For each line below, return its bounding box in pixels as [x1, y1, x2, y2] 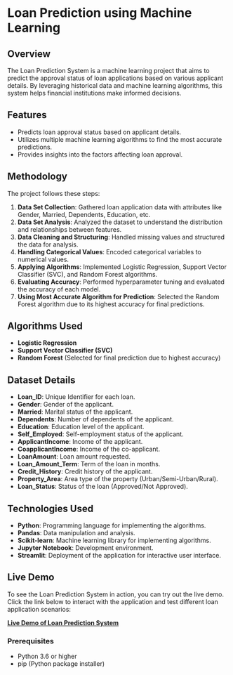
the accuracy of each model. [17, 284, 101, 293]
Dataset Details [7, 374, 76, 386]
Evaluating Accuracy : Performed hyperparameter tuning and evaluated [17, 277, 225, 286]
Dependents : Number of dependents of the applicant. [17, 415, 174, 424]
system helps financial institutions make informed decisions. [7, 89, 182, 97]
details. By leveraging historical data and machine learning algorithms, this [7, 81, 222, 89]
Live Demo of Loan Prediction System [7, 618, 119, 627]
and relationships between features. [17, 225, 122, 233]
